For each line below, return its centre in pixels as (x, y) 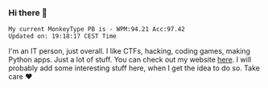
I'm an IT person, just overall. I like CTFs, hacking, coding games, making (130, 51)
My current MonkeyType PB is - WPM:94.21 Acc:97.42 (97, 30)
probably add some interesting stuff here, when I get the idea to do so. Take (134, 68)
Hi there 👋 (28, 13)
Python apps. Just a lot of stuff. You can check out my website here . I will (130, 60)
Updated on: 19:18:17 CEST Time (62, 36)
